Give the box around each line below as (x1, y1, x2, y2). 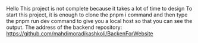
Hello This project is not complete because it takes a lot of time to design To (6, 5, 193, 12)
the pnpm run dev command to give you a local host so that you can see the (6, 18, 193, 24)
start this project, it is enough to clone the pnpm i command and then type (6, 11, 188, 18)
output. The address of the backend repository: (6, 24, 122, 31)
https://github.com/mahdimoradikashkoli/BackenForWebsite (6, 30, 153, 37)
